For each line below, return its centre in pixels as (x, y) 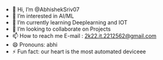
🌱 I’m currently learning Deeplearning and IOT (70, 22)
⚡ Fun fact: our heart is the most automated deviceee (79, 51)
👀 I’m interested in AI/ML (43, 16)
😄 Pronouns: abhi (35, 45)
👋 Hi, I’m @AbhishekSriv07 (46, 9)
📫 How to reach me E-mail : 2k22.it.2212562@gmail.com (84, 36)
